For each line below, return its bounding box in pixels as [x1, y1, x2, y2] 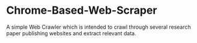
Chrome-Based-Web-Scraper [6, 4, 157, 17]
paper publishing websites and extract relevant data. [6, 29, 136, 36]
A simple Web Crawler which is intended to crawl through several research [6, 23, 191, 30]
